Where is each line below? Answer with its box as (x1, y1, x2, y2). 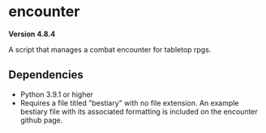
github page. (19, 115, 63, 125)
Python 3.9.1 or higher (19, 89, 93, 99)
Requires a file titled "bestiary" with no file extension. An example (19, 98, 239, 107)
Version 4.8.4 (8, 29, 56, 39)
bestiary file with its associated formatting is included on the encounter (19, 106, 258, 116)
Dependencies (8, 68, 84, 82)
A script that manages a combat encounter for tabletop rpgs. (8, 44, 212, 54)
